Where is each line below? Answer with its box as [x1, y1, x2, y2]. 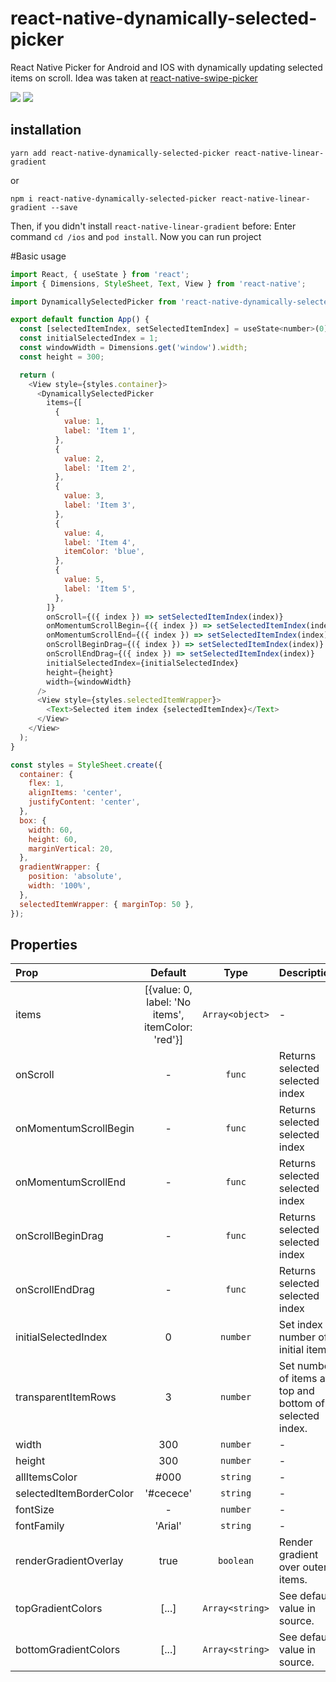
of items [278, 1372, 318, 1386]
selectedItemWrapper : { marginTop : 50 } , [19, 899, 195, 909]
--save [50, 202, 78, 212]
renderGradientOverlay [15, 1554, 124, 1568]
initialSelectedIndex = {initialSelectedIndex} [46, 658, 240, 668]
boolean [217, 1555, 255, 1567]
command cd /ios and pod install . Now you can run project [10, 230, 262, 242]
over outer [278, 1560, 328, 1574]
